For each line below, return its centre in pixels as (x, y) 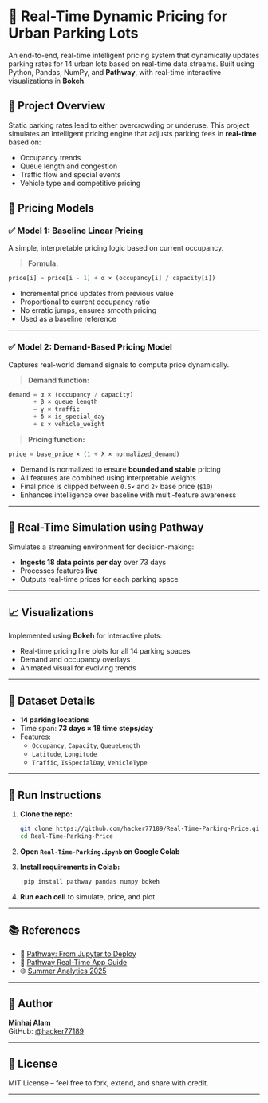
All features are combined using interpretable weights (108, 477)
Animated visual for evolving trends (78, 668)
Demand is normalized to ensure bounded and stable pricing (120, 469)
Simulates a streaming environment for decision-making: (101, 547)
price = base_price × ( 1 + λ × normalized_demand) (94, 454)
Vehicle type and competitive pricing (80, 183)
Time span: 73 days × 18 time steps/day (87, 729)
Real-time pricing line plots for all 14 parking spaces (105, 651)
